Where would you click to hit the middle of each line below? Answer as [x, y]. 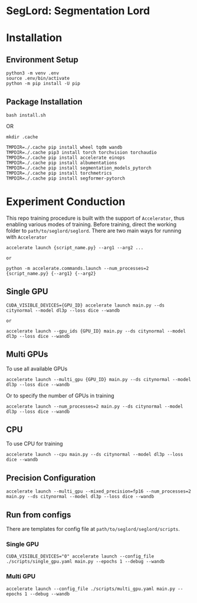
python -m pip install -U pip [43, 84]
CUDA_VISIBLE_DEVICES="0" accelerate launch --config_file [80, 556]
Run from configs [39, 515]
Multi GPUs [27, 355]
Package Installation [44, 102]
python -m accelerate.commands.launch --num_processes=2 [78, 268]
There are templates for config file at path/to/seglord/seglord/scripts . [93, 529]
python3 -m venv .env [33, 73]
